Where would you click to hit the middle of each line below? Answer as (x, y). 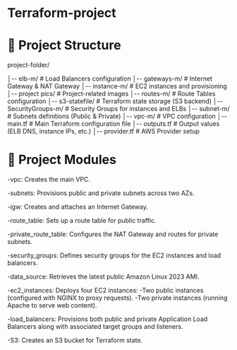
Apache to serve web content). (52, 305)
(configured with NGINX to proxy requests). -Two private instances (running (117, 298)
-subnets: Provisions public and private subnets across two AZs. (101, 193)
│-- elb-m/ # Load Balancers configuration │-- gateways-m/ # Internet (110, 78)
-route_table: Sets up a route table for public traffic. (82, 221)
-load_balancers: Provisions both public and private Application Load (108, 319)
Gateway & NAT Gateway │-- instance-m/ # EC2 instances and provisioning (117, 86)
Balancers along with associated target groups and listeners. (95, 327)
